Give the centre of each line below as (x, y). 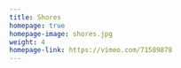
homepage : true (37, 26)
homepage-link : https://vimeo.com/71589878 (91, 50)
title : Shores (35, 17)
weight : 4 (28, 42)
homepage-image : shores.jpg (61, 34)
